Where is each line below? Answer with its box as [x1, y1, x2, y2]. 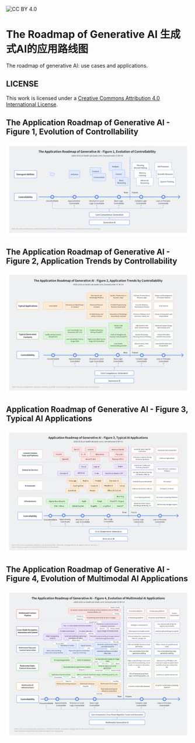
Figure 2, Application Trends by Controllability [6, 256, 177, 266]
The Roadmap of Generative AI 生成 [6, 28, 181, 41]
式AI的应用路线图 [6, 43, 89, 56]
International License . [6, 101, 58, 108]
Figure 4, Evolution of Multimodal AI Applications [6, 573, 188, 584]
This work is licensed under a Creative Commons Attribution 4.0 [6, 94, 161, 102]
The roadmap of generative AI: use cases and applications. [6, 62, 148, 69]
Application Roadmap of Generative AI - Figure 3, [6, 405, 189, 414]
